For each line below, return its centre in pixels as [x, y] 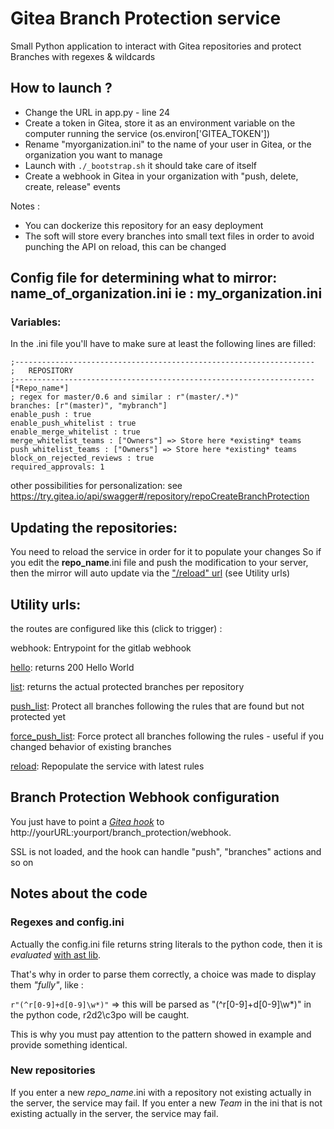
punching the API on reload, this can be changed [125, 246]
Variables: [36, 322]
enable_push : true [51, 415]
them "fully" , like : [47, 984]
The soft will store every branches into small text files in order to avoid [169, 236]
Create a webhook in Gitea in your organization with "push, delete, [161, 176]
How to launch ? [61, 88]
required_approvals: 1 [57, 467]
